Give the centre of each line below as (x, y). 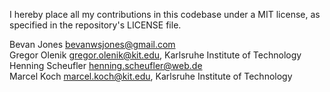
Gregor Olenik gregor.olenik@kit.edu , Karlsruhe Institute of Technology (155, 55)
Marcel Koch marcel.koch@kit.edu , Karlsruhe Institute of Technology (151, 76)
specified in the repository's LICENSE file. (95, 25)
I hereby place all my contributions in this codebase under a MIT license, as (165, 14)
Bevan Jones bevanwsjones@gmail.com (92, 44)
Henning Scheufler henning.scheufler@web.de (106, 65)
